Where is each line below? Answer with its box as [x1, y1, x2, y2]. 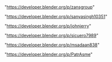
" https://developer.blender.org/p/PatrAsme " [4, 51, 93, 57]
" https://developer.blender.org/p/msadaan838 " [4, 42, 100, 48]
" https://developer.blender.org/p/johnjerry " [4, 23, 91, 29]
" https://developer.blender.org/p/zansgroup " [4, 4, 95, 10]
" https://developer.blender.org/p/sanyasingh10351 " [4, 14, 108, 19]
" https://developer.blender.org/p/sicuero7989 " [4, 33, 99, 38]
